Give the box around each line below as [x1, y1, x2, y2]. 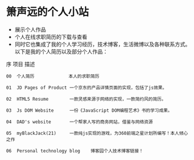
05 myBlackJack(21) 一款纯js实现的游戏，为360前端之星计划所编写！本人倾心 [6, 130, 188, 136]
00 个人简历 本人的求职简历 [6, 73, 100, 79]
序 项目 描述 [6, 60, 35, 68]
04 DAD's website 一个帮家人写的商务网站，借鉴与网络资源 [6, 119, 153, 125]
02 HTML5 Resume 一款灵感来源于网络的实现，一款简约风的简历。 [6, 96, 166, 102]
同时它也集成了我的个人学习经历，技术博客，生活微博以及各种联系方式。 [14, 41, 190, 48]
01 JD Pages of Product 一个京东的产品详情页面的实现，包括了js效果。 [6, 85, 167, 91]
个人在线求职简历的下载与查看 [14, 33, 87, 40]
